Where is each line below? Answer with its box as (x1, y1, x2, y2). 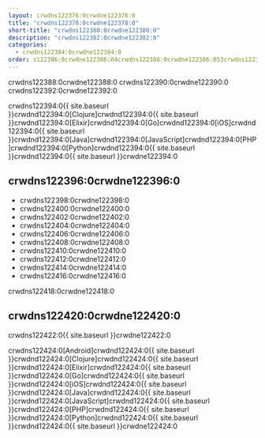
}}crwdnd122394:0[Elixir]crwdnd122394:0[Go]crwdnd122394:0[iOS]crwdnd (8, 118, 256, 127)
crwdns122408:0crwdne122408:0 (19, 237, 130, 247)
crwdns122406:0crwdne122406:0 (19, 228, 130, 238)
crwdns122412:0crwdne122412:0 (19, 254, 126, 263)
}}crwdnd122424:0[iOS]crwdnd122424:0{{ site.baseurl (8, 379, 187, 388)
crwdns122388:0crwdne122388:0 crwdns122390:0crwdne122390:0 (8, 77, 229, 87)
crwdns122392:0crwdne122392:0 (8, 85, 118, 95)
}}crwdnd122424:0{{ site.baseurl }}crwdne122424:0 (8, 421, 178, 431)
